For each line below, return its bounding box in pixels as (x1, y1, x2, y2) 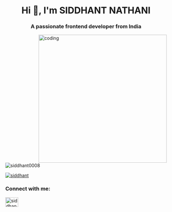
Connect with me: (5, 185, 51, 193)
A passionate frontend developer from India (30, 23, 142, 30)
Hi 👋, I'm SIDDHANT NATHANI (21, 5, 151, 16)
